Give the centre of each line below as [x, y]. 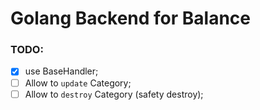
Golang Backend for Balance [131, 18]
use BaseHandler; [61, 71]
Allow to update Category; [78, 83]
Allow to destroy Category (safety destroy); [114, 94]
